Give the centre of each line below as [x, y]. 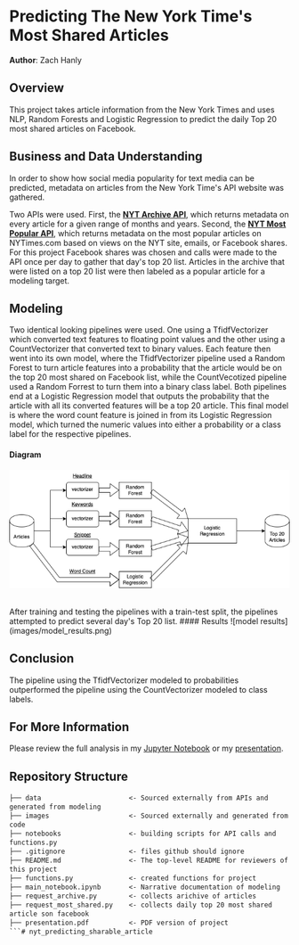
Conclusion [42, 658]
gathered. [27, 197]
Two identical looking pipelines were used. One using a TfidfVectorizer [139, 330]
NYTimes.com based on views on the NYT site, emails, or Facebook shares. [148, 242]
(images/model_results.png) [61, 630]
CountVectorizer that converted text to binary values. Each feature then [140, 349]
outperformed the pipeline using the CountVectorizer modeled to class [139, 689]
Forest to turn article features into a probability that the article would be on [146, 368]
